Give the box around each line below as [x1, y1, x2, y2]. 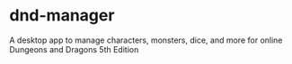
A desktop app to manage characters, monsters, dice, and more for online [9, 35, 283, 45]
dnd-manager [9, 5, 115, 26]
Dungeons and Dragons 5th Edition [9, 44, 139, 54]
